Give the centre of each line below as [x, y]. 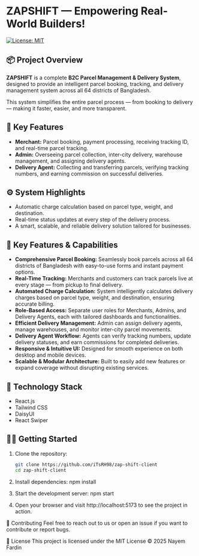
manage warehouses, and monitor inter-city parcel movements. [93, 330]
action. [23, 511]
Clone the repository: [41, 453]
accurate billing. [35, 304]
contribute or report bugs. [38, 529]
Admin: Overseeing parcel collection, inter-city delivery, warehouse [99, 154]
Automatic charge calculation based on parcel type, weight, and [94, 207]
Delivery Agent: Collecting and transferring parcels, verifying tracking [102, 167]
